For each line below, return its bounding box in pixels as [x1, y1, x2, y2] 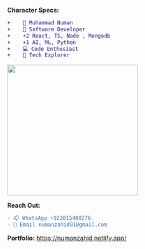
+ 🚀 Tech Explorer [7, 52, 70, 59]
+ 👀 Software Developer [7, 26, 86, 33]
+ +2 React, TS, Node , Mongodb [7, 32, 111, 39]
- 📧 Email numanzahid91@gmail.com [7, 221, 108, 229]
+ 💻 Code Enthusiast [7, 45, 79, 52]
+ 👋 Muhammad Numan [7, 20, 73, 27]
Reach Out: [7, 202, 40, 210]
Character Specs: [7, 6, 59, 14]
